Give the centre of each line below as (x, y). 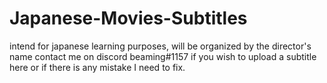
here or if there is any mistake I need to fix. (97, 67)
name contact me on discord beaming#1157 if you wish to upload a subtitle (163, 56)
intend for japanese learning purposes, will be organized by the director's (160, 46)
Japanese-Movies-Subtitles (128, 18)
